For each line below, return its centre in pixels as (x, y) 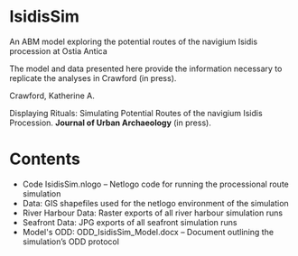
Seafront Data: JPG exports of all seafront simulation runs (130, 222)
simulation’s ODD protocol (71, 242)
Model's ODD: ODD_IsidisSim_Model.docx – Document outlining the (148, 232)
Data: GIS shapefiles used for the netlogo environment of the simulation (155, 203)
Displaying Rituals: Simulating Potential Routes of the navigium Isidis (136, 113)
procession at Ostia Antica (59, 50)
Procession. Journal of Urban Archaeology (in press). (111, 123)
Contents (45, 159)
